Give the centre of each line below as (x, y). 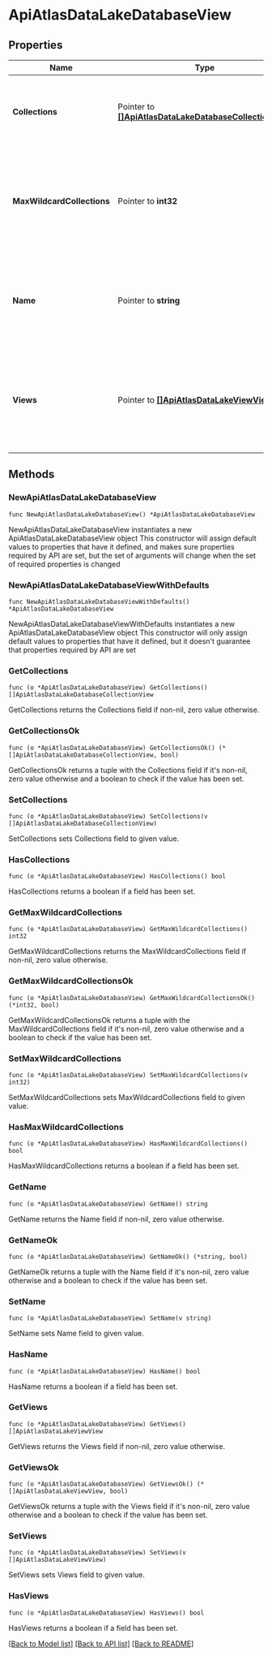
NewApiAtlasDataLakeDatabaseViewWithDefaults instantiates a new (122, 623)
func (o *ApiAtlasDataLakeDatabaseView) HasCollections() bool (117, 877)
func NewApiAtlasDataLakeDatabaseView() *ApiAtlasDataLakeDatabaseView (132, 514)
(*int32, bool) (34, 1005)
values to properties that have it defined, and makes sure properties (121, 546)
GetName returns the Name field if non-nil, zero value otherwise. (117, 1218)
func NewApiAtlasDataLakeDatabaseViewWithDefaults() (99, 602)
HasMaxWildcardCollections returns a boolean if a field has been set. (124, 1166)
